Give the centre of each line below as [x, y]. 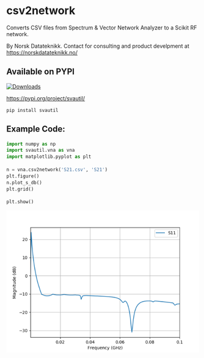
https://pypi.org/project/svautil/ [46, 98]
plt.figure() [23, 176]
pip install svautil [33, 110]
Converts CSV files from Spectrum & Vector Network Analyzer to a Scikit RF [102, 28]
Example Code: [36, 129]
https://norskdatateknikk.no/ [42, 52]
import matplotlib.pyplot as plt [49, 157]
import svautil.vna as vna [41, 151]
